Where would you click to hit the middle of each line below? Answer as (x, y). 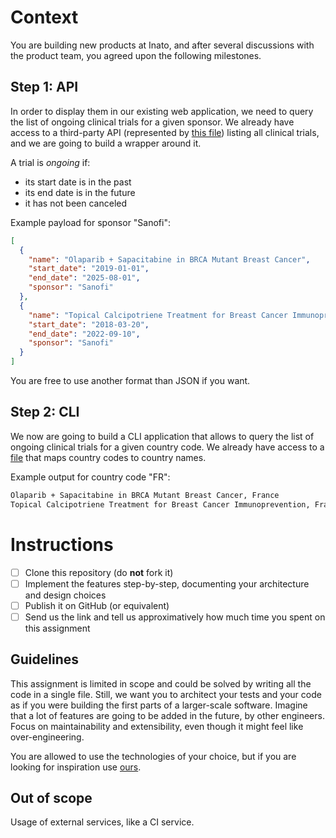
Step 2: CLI (45, 412)
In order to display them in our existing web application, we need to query (162, 111)
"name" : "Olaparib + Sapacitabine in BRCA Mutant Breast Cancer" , (169, 259)
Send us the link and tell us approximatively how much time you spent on (175, 617)
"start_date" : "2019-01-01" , (89, 269)
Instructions (62, 544)
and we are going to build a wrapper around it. (106, 143)
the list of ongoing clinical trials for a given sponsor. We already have (152, 122)
